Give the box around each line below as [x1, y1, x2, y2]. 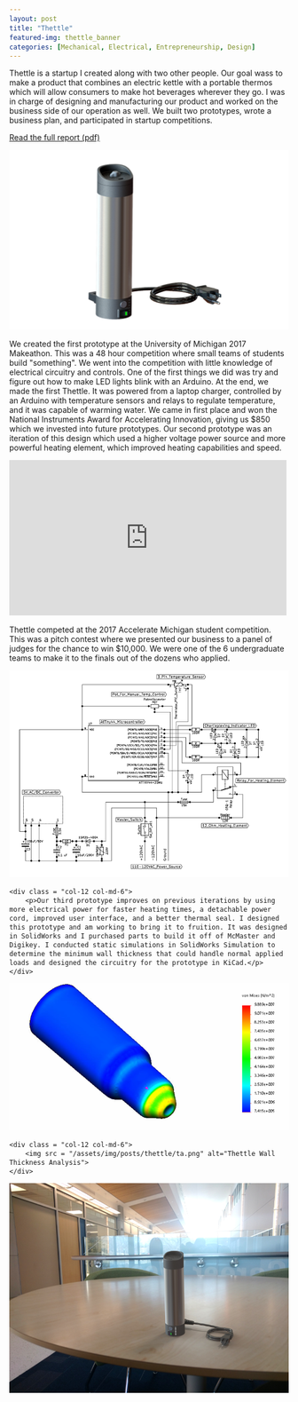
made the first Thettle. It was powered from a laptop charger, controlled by [9, 386, 282, 397]
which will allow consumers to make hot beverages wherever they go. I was [9, 87, 286, 98]
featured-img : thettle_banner [9, 33, 122, 42]
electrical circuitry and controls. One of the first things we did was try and [9, 367, 279, 377]
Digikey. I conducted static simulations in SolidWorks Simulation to [9, 941, 276, 950]
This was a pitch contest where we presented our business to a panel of [9, 634, 273, 645]
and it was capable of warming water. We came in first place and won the [9, 405, 278, 416]
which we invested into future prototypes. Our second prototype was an [9, 424, 272, 434]
